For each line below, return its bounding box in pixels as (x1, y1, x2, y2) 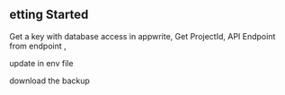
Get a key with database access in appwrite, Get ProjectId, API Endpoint (9, 30, 276, 41)
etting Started (9, 7, 89, 22)
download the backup (9, 75, 90, 86)
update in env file (9, 57, 74, 68)
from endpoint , (9, 40, 67, 51)
